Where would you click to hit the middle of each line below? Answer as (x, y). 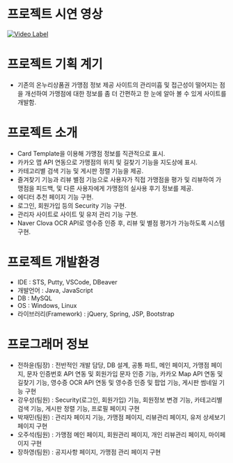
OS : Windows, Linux (47, 305)
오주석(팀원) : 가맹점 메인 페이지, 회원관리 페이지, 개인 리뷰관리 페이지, (112, 434)
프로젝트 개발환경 (54, 262)
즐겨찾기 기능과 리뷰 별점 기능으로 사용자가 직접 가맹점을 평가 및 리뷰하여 (115, 179)
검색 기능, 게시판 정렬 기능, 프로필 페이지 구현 (79, 408)
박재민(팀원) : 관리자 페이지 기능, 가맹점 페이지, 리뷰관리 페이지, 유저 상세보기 (121, 417)
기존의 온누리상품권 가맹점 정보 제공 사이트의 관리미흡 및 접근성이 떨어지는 (118, 85)
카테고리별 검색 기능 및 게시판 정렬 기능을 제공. (80, 170)
